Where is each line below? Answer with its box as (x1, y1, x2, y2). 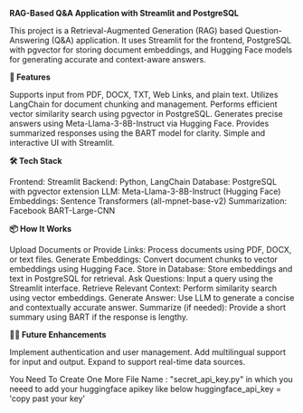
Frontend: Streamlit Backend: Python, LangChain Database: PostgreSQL (9, 177, 278, 187)
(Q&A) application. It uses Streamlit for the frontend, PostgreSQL (51, 35, 292, 45)
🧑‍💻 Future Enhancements (9, 330, 107, 340)
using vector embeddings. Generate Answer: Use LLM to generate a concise (9, 293, 295, 303)
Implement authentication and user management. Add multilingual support (9, 347, 287, 357)
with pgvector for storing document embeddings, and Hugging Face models (9, 44, 292, 55)
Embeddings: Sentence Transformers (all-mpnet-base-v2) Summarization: (9, 196, 288, 206)
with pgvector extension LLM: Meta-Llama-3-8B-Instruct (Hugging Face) (9, 186, 281, 197)
